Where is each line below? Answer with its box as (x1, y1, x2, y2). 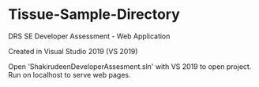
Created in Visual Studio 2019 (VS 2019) (8, 46, 138, 56)
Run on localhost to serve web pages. (8, 70, 131, 79)
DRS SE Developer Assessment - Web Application (8, 31, 171, 41)
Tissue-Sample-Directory (8, 5, 180, 24)
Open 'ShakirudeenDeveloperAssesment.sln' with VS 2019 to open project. (8, 61, 252, 71)
